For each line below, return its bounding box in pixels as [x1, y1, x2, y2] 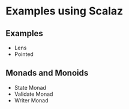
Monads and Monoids [5, 68, 89, 78]
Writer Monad [14, 96, 49, 104]
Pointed [14, 51, 34, 58]
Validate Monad [14, 90, 53, 98]
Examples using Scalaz [5, 4, 124, 18]
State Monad [14, 84, 46, 91]
